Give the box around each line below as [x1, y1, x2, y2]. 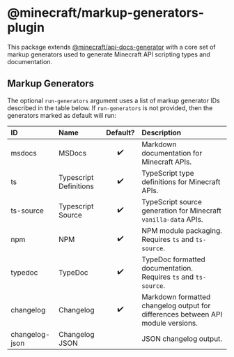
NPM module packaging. [141, 225, 223, 235]
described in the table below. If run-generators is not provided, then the [7, 103, 213, 112]
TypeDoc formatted [141, 255, 205, 264]
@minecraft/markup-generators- [7, 5, 204, 21]
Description [141, 128, 182, 137]
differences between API [141, 309, 223, 319]
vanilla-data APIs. [141, 214, 203, 224]
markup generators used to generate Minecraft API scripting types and [7, 50, 210, 59]
